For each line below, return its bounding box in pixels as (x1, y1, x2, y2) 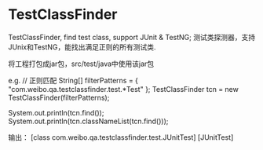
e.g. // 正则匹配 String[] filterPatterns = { (8, 75, 139, 85)
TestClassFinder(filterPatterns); (8, 93, 110, 102)
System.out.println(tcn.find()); (8, 108, 104, 117)
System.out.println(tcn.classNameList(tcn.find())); (8, 116, 169, 126)
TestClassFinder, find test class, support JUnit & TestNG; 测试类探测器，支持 (8, 32, 256, 42)
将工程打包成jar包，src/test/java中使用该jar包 (8, 59, 155, 68)
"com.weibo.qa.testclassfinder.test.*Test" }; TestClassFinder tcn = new (8, 84, 239, 93)
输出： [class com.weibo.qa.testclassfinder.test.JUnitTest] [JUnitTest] (8, 132, 234, 142)
